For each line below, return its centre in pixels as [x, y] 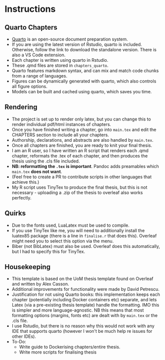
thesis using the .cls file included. [46, 161]
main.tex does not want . [37, 171]
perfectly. [21, 198]
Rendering [21, 107]
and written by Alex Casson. [41, 284]
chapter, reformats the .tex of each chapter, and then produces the [80, 156]
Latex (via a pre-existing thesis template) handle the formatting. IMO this [85, 305]
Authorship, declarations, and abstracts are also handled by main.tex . [82, 140]
